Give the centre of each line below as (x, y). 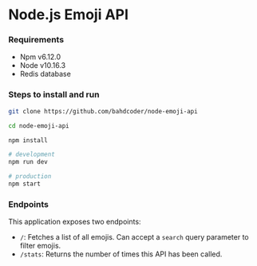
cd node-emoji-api (39, 125)
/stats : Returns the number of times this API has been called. (121, 254)
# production (30, 177)
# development (32, 155)
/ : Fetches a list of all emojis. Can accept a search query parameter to (134, 237)
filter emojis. (40, 246)
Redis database (45, 74)
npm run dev (28, 162)
